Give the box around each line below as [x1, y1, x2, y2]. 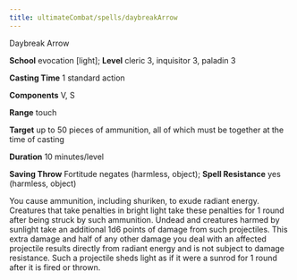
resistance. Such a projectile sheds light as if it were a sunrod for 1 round [9, 252, 277, 263]
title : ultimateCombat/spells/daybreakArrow [9, 13, 178, 22]
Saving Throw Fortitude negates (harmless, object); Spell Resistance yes [9, 168, 282, 179]
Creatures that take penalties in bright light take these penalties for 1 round [9, 205, 284, 216]
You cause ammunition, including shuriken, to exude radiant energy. [9, 195, 259, 206]
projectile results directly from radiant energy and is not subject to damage [9, 242, 284, 253]
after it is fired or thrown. [9, 261, 101, 273]
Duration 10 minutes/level [9, 151, 105, 162]
